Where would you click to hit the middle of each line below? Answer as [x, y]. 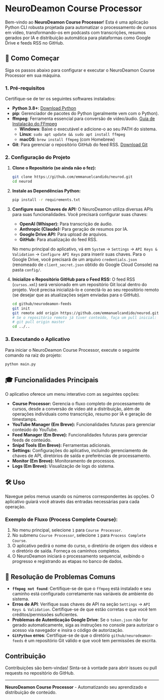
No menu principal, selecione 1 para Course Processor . [67, 530]
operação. [15, 507]
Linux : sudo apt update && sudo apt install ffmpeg [72, 134]
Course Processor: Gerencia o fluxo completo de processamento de [81, 404]
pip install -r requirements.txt [46, 200]
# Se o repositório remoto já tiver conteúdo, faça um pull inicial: [84, 317]
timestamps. [25, 419]
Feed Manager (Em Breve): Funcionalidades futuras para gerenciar [80, 435]
